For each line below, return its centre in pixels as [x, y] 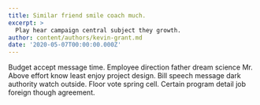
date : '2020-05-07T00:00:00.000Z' [65, 45]
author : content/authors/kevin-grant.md [76, 37]
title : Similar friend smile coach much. [77, 15]
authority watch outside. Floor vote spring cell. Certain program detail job [127, 84]
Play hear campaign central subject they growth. [98, 30]
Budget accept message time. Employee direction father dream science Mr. [131, 67]
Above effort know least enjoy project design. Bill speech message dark [125, 76]
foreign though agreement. [52, 92]
